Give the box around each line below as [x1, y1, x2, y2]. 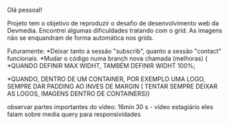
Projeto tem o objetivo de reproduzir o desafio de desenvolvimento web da [7, 19, 219, 27]
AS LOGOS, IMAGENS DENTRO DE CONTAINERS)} [7, 89, 150, 98]
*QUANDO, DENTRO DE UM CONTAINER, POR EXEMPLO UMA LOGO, [7, 75, 206, 83]
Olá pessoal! [7, 6, 43, 14]
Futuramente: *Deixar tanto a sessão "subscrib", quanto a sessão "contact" [7, 47, 221, 55]
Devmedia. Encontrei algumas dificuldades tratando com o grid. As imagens [7, 27, 222, 34]
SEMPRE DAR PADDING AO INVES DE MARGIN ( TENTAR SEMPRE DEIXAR [7, 82, 218, 90]
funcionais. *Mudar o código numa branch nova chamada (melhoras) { [7, 54, 208, 62]
